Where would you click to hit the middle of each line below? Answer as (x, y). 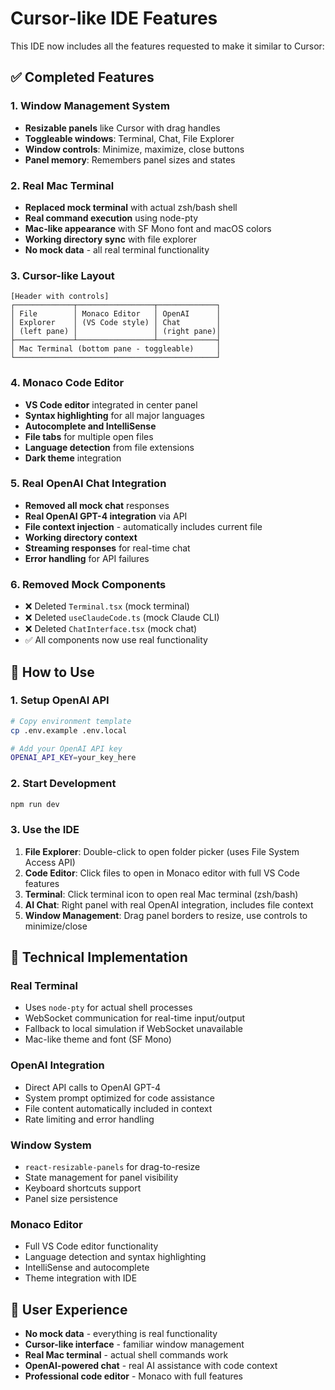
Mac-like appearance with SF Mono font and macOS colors (148, 228)
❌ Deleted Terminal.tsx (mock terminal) (107, 606)
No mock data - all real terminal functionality (117, 249)
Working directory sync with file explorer (110, 239)
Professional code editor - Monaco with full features (134, 1376)
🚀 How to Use (52, 672)
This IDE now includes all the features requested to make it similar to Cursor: (167, 46)
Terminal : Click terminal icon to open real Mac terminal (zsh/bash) (161, 894)
